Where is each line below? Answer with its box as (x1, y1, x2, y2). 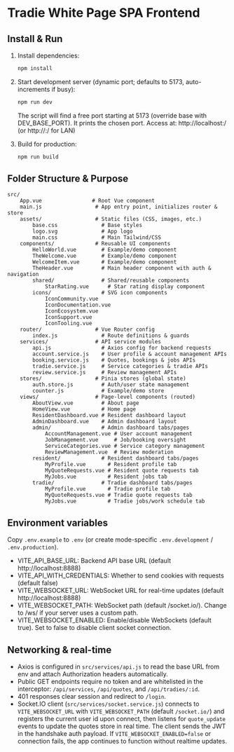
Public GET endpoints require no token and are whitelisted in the (17, 678, 203, 686)
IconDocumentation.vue (44, 301, 111, 309)
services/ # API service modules (20, 339, 161, 346)
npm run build (17, 153, 59, 160)
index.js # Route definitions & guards (32, 332, 190, 339)
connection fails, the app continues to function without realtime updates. (17, 737, 228, 746)
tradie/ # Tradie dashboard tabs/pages (32, 479, 193, 486)
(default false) (17, 579, 58, 587)
